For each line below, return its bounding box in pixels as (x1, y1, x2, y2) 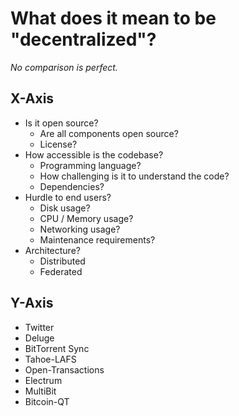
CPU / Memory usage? (39, 212, 134, 224)
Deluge (24, 332, 55, 344)
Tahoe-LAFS (24, 353, 77, 365)
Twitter (24, 321, 55, 333)
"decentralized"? (10, 28, 157, 51)
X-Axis (10, 90, 55, 107)
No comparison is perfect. (10, 61, 118, 73)
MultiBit (24, 385, 57, 397)
